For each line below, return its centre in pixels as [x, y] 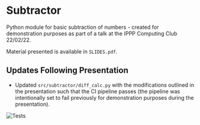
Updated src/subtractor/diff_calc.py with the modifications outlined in [104, 85]
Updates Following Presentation [68, 71]
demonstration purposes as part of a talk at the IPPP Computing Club [92, 33]
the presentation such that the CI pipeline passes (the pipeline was [97, 91]
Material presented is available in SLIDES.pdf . [62, 51]
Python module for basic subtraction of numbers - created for [83, 27]
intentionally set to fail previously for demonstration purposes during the [104, 97]
